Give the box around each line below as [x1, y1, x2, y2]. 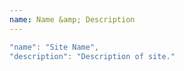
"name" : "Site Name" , [9, 42, 100, 52]
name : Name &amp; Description [9, 14, 136, 25]
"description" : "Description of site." [9, 51, 176, 61]
